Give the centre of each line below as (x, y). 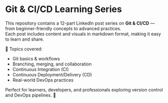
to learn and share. (25, 39)
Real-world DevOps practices (43, 80)
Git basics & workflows (36, 58)
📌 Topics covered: (24, 49)
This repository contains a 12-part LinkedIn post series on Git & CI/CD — (80, 23)
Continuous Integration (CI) (41, 69)
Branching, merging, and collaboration (52, 64)
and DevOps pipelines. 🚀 (31, 95)
